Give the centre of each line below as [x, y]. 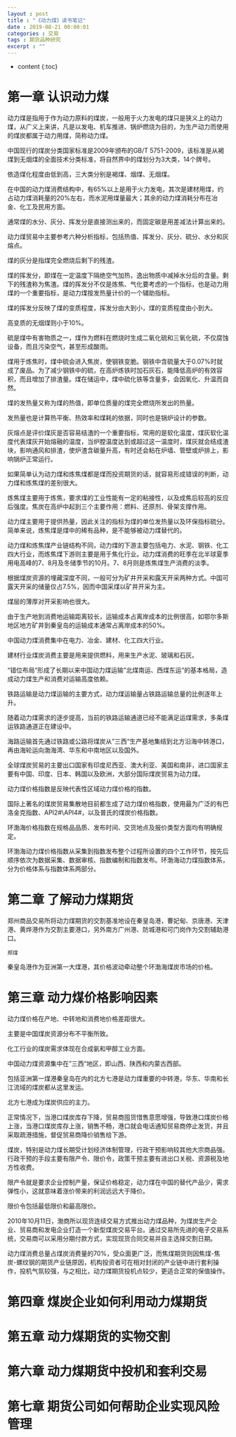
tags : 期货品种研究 [34, 40]
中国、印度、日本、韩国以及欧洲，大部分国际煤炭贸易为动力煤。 [112, 774]
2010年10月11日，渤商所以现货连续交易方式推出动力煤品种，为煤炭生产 [109, 1220]
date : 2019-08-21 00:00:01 [48, 27]
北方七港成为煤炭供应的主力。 [50, 1102]
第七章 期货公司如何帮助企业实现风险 [113, 1406]
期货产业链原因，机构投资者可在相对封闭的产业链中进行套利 [127, 1262]
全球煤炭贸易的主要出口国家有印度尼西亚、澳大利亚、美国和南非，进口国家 [115, 765]
